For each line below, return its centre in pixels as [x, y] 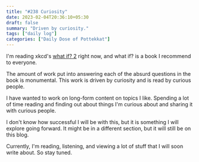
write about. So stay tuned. [39, 153]
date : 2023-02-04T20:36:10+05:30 [48, 17]
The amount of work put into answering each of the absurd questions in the [99, 74]
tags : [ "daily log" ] [32, 34]
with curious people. [31, 111]
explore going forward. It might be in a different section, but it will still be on [99, 128]
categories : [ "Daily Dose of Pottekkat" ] [58, 39]
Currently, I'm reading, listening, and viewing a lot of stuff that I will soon [95, 146]
